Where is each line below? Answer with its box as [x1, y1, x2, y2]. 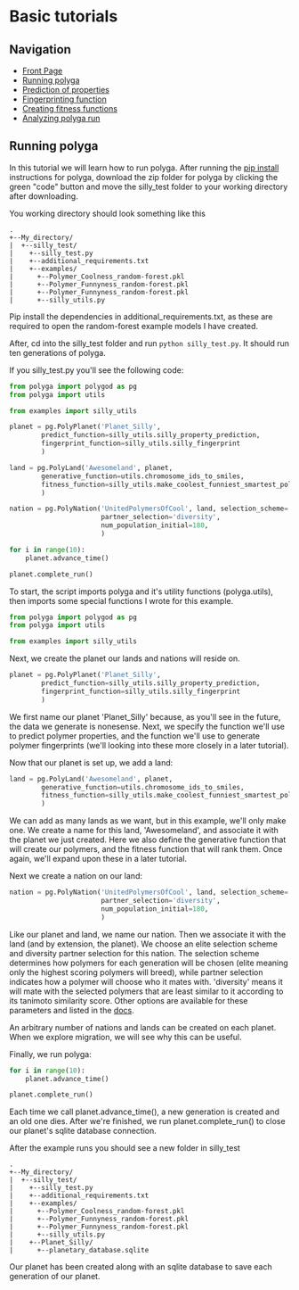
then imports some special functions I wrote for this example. [9, 595, 234, 606]
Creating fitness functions [21, 103, 118, 113]
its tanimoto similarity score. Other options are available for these [9, 995, 248, 1005]
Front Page [21, 65, 63, 76]
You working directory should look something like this [9, 208, 206, 219]
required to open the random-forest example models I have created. [9, 320, 259, 331]
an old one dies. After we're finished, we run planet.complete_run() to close [9, 1116, 287, 1127]
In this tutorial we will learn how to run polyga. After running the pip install [9, 162, 279, 173]
